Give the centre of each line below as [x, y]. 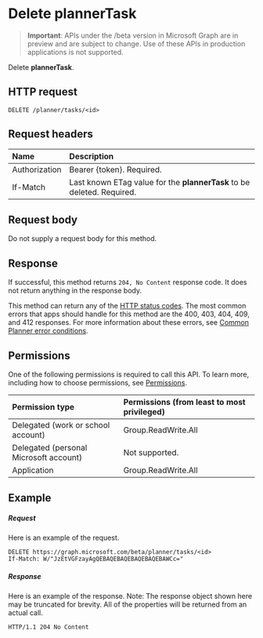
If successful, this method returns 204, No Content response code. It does [128, 283]
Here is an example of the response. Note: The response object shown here [130, 596]
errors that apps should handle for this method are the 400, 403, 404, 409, [129, 314]
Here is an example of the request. [64, 538]
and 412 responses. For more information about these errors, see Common [128, 323]
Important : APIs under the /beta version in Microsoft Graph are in [133, 35]
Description [92, 156]
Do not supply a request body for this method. [83, 239]
